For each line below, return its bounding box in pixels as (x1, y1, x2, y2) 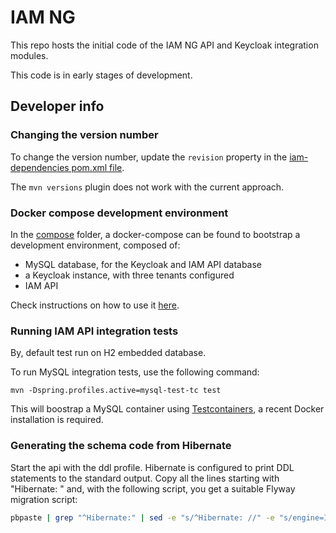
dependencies (10, 161, 70, 173)
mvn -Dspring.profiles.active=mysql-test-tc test (10, 386, 222, 396)
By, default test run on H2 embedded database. (10, 347, 207, 359)
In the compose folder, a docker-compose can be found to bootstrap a (10, 228, 301, 240)
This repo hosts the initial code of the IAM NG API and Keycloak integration (10, 39, 319, 51)
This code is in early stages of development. (10, 69, 193, 81)
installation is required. (10, 414, 104, 426)
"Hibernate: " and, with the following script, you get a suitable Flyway (10, 482, 296, 495)
